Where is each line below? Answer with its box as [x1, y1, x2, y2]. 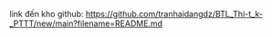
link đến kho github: [9, 9, 84, 19]
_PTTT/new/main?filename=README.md [9, 18, 162, 29]
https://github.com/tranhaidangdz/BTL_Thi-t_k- [85, 9, 263, 19]
